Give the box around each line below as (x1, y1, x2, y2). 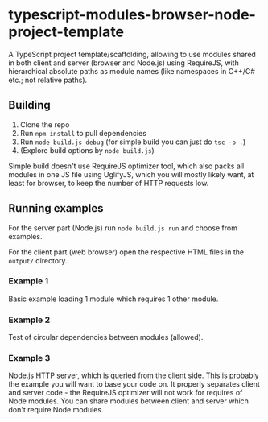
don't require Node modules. (8, 405, 104, 415)
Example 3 (8, 353, 51, 364)
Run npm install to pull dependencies (19, 128, 147, 138)
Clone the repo (19, 119, 70, 130)
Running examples (8, 201, 104, 215)
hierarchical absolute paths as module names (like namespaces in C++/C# (8, 66, 256, 76)
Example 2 (8, 314, 51, 325)
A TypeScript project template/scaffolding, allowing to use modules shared (8, 49, 256, 59)
